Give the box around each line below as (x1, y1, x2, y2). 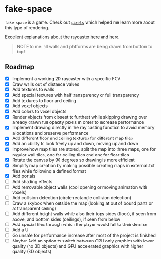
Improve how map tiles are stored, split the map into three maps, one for (12, 146, 156, 152)
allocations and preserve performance (12, 130, 88, 136)
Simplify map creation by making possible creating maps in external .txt (12, 162, 155, 168)
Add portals (12, 173, 36, 179)
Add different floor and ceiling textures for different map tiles (12, 135, 133, 141)
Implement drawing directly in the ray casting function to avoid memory (12, 125, 155, 131)
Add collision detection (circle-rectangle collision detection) (12, 194, 132, 200)
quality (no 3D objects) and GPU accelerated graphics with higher (12, 243, 144, 249)
